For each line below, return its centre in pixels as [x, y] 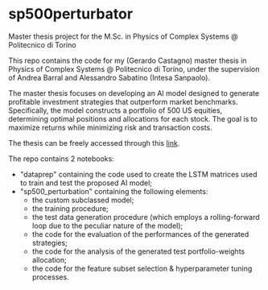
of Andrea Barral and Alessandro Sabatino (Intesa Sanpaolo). [109, 77]
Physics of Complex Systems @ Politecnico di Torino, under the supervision [134, 68]
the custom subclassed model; [83, 200]
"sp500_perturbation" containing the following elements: [114, 191]
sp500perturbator [71, 14]
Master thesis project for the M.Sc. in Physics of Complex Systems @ [124, 36]
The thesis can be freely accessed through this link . [94, 143]
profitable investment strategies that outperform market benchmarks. [123, 101]
